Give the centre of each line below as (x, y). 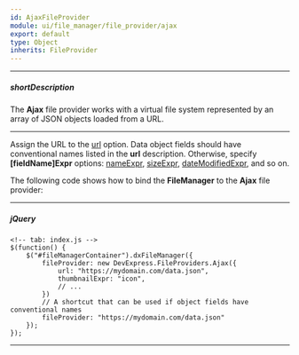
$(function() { (38, 248)
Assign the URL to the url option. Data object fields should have (126, 145)
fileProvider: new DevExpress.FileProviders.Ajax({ (140, 264)
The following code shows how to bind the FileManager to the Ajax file (140, 181)
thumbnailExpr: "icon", (101, 279)
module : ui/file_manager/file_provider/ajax (94, 26)
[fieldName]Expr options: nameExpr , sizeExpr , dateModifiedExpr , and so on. (150, 163)
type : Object (34, 42)
